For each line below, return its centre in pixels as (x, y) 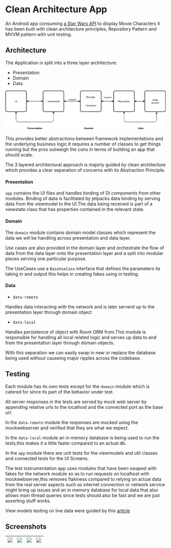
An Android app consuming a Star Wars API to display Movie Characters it (83, 23)
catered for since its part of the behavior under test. (60, 392)
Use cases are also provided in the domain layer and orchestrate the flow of (85, 248)
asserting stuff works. (28, 501)
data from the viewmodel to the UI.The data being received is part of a (79, 204)
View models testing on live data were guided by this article (68, 510)
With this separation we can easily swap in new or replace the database (81, 352)
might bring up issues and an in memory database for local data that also (82, 490)
